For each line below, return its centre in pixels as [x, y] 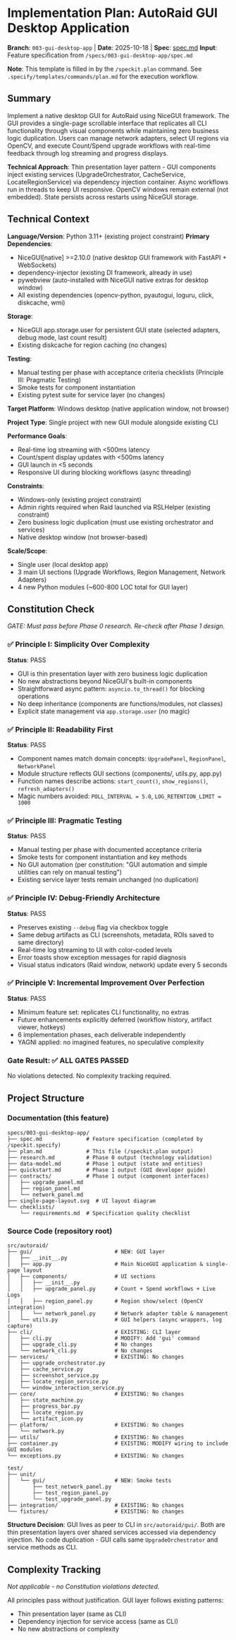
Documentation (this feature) [58, 1118]
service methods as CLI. [43, 1547]
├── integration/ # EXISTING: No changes [96, 1506]
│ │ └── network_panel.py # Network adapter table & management [118, 1314]
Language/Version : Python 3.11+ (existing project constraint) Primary [108, 236]
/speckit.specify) [34, 1145]
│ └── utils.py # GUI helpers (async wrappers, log [114, 1320]
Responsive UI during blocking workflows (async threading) [104, 472]
